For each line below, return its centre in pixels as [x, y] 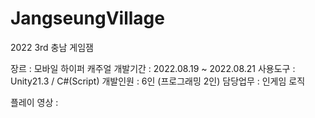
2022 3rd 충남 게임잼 [52, 47]
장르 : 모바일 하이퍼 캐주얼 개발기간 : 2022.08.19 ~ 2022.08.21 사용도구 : [153, 68]
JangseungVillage [87, 18]
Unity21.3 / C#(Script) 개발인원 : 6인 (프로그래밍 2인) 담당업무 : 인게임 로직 [158, 81]
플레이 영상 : [34, 102]
